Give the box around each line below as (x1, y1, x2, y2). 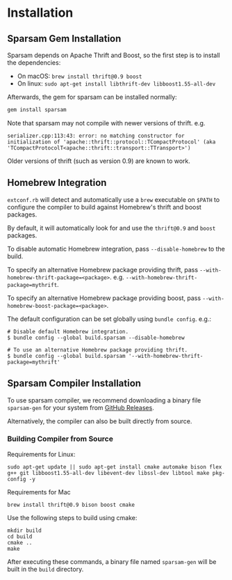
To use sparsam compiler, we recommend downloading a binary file (7, 395, 201, 405)
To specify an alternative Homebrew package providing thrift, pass (7, 265, 199, 274)
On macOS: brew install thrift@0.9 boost (17, 72, 142, 80)
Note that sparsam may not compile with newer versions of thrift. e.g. (7, 118, 206, 127)
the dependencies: (7, 58, 61, 67)
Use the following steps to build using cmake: (7, 513, 138, 522)
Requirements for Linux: (7, 450, 76, 458)
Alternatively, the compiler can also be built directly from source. (7, 416, 192, 425)
